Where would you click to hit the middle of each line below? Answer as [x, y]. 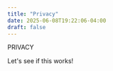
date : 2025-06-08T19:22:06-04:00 [57, 21]
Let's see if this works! [41, 61]
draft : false [27, 27]
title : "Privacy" [33, 14]
